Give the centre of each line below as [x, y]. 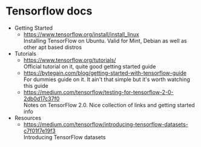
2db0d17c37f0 [41, 99]
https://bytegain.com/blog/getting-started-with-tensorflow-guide [105, 73]
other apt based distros [53, 47]
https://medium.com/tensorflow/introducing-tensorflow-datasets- [106, 124]
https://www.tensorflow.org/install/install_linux [81, 34]
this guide [36, 85]
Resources [28, 118]
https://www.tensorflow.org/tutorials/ [70, 60]
